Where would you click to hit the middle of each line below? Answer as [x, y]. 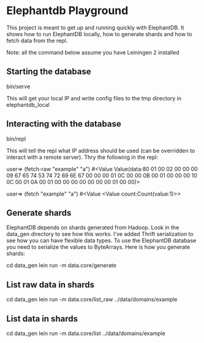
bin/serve [18, 86]
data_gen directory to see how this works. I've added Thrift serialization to [100, 234]
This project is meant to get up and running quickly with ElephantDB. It [95, 28]
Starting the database [49, 72]
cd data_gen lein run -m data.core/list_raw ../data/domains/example [92, 300]
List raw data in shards [51, 285]
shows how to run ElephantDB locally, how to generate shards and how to [99, 34]
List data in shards [42, 319]
